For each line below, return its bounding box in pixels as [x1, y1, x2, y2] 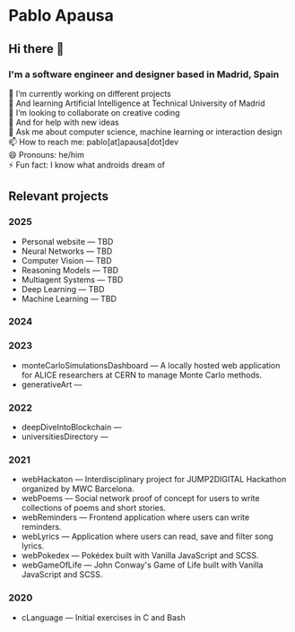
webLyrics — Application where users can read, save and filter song [21, 531, 274, 542]
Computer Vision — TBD [21, 255, 113, 265]
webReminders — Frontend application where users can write [21, 512, 250, 523]
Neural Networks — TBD [21, 246, 113, 256]
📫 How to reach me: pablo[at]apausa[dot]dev [8, 136, 179, 147]
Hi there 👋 [8, 41, 65, 56]
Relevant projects [8, 189, 109, 204]
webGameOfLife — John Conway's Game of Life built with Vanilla [21, 559, 264, 570]
